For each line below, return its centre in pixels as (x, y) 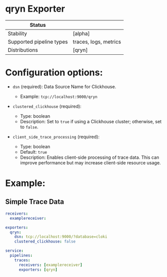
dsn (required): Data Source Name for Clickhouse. (64, 86)
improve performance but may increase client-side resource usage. (90, 162)
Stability (17, 33)
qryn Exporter (35, 9)
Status (38, 25)
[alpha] (81, 33)
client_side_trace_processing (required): (56, 136)
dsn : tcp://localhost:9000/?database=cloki (61, 237)
